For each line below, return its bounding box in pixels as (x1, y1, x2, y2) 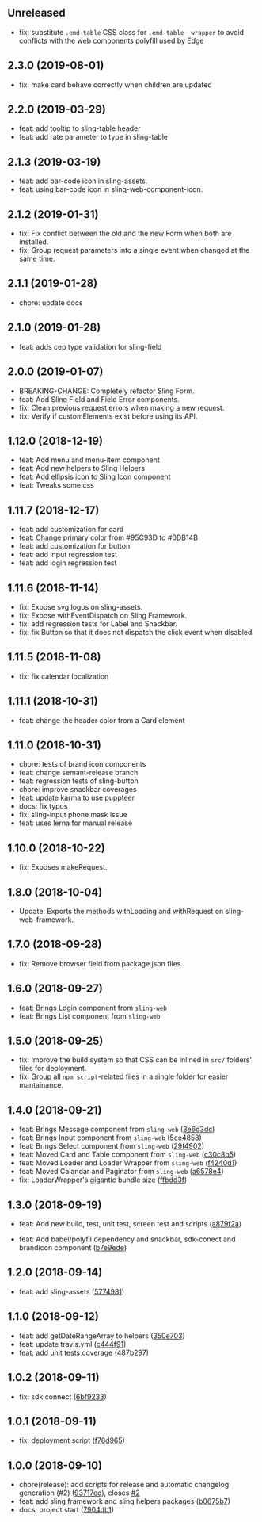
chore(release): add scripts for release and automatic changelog (18, 1480, 230, 1489)
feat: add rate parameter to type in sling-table (18, 132, 168, 142)
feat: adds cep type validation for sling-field (18, 342, 162, 351)
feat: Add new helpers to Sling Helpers (18, 464, 146, 473)
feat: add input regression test (18, 550, 118, 560)
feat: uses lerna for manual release (18, 818, 133, 828)
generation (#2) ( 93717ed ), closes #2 (18, 1488, 140, 1497)
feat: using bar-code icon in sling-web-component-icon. (18, 185, 203, 194)
